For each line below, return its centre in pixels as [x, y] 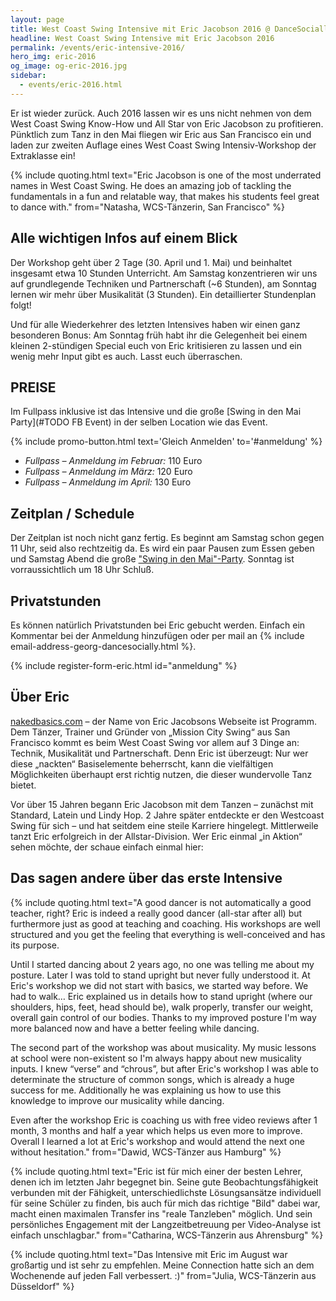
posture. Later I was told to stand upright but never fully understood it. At [160, 975]
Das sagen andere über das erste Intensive [146, 878]
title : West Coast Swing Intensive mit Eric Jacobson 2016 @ [140, 29]
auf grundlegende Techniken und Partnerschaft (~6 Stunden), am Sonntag [163, 283]
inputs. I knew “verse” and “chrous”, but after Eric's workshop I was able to [164, 1068]
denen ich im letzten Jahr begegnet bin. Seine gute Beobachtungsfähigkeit [164, 1182]
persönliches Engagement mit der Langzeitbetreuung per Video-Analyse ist [166, 1224]
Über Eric [40, 697]
